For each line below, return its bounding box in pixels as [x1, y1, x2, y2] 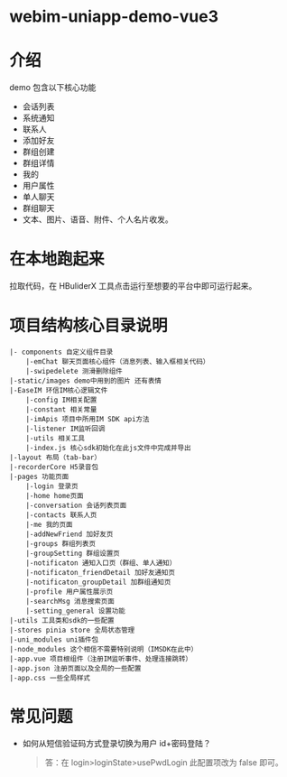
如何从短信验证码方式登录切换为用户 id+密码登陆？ [22, 737, 211, 748]
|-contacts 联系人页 [25, 511, 97, 520]
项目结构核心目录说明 [9, 316, 169, 336]
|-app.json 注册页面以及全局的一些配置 [9, 664, 142, 673]
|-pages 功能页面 [9, 472, 69, 481]
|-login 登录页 [25, 482, 79, 491]
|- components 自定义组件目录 [9, 347, 114, 356]
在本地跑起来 [9, 249, 106, 270]
